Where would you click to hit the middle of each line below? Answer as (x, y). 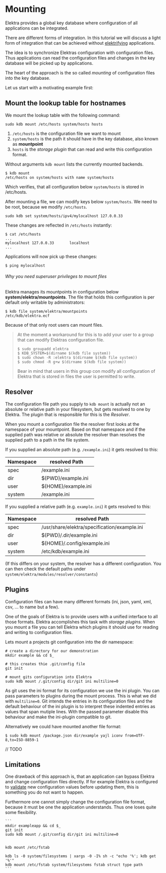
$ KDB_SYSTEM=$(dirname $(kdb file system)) (64, 353)
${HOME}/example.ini (66, 486)
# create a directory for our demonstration (52, 651)
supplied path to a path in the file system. (47, 440)
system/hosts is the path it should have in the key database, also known (85, 139)
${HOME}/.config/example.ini (76, 543)
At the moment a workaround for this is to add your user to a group (85, 334)
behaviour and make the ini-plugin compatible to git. (58, 717)
